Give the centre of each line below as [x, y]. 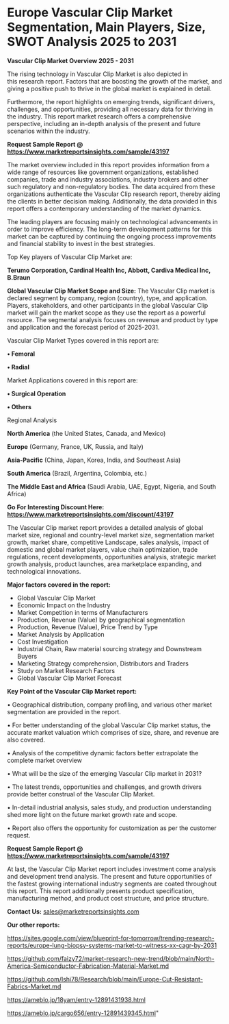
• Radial [18, 367]
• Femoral [21, 354]
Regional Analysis [32, 420]
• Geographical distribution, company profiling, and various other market [110, 705]
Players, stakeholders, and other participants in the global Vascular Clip [108, 305]
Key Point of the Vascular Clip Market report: [72, 691]
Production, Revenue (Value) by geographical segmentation [101, 620]
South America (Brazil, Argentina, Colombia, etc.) [77, 473]
